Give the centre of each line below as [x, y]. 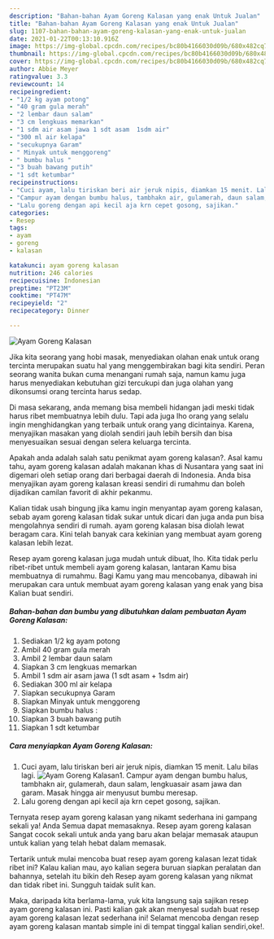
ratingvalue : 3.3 [39, 77]
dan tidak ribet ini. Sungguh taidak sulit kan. [83, 884]
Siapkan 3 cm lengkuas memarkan [79, 667]
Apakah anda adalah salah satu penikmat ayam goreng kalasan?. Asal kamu [136, 458]
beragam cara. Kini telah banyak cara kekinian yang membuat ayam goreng [136, 533]
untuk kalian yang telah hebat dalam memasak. [88, 843]
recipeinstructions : [44, 183]
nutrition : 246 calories [51, 273]
